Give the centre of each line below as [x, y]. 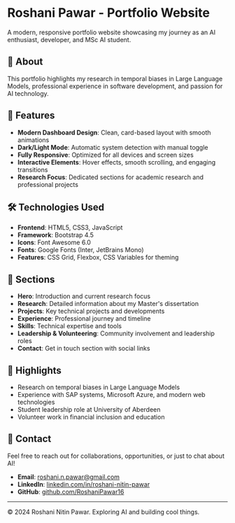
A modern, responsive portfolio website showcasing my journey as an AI [111, 32]
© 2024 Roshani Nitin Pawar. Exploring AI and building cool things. [104, 512]
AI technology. [28, 93]
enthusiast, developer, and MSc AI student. [69, 39]
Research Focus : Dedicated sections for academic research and [111, 177]
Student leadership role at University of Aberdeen [89, 410]
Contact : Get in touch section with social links [84, 349]
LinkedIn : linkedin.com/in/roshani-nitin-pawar [84, 484]
